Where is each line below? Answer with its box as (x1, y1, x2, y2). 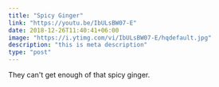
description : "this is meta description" (8, 41, 148, 49)
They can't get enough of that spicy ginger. (8, 70, 151, 79)
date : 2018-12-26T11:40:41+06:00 (8, 26, 119, 34)
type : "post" (8, 48, 52, 56)
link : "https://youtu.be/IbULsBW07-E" (8, 19, 137, 27)
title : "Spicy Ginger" (8, 11, 84, 20)
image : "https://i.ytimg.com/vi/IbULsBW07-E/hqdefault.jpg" (8, 33, 213, 42)
